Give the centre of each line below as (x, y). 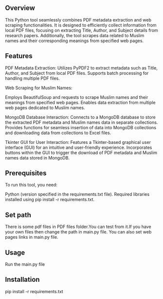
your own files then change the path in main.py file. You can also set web (78, 232)
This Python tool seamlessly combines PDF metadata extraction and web (78, 20)
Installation (22, 280)
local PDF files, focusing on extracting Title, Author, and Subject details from (81, 30)
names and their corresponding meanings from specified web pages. (74, 41)
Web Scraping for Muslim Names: (39, 88)
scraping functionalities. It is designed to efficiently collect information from (81, 25)
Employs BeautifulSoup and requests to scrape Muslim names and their (77, 97)
